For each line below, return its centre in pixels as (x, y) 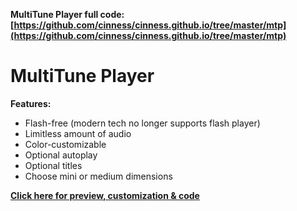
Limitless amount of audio (78, 133)
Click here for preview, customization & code (105, 195)
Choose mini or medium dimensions (98, 176)
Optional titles (53, 165)
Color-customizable (65, 144)
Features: (31, 103)
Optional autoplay (61, 155)
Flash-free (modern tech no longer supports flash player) (142, 123)
